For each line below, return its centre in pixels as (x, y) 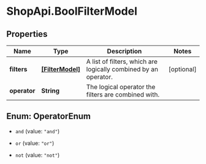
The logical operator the (121, 87)
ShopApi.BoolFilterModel (72, 11)
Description (124, 51)
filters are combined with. (123, 95)
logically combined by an (122, 69)
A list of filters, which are (122, 61)
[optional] (182, 69)
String (51, 91)
